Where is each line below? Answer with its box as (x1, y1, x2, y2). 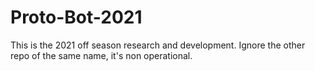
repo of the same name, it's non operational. (10, 49, 193, 61)
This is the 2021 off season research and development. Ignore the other (10, 39, 306, 51)
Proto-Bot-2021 (10, 6, 143, 29)
